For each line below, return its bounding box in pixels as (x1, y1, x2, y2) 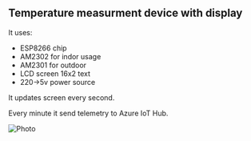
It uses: (8, 27, 33, 37)
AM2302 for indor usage (19, 51, 102, 61)
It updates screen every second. (8, 92, 115, 103)
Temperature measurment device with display (8, 6, 243, 20)
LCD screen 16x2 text (19, 68, 90, 79)
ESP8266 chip (19, 43, 67, 53)
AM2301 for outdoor (19, 60, 86, 70)
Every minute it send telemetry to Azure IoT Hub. (8, 108, 169, 118)
